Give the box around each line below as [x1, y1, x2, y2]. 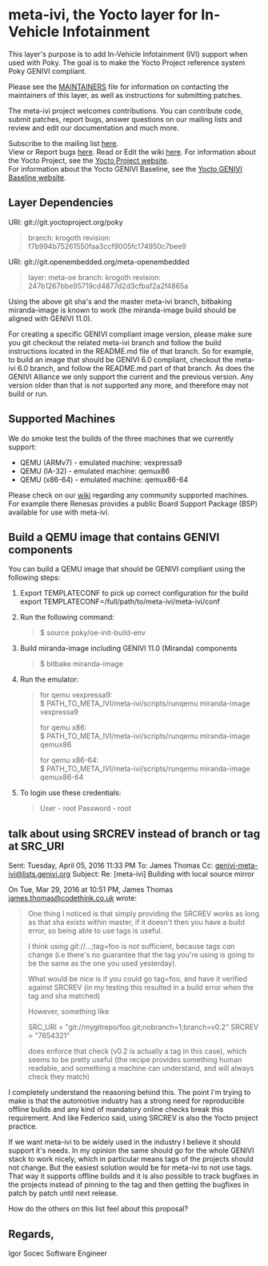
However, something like [27, 1007, 110, 1016]
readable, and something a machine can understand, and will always [27, 1064, 254, 1073]
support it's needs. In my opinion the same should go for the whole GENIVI [8, 1146, 254, 1155]
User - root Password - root [39, 804, 132, 813]
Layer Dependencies [8, 196, 114, 210]
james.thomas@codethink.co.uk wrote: [8, 894, 138, 903]
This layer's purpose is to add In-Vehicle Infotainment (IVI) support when [8, 49, 248, 59]
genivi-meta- [214, 861, 258, 870]
